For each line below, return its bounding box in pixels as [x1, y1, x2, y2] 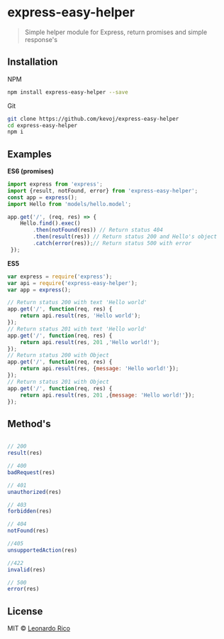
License [7, 605, 43, 617]
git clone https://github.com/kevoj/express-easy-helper [7, 115, 179, 122]
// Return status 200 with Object [7, 352, 110, 359]
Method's [7, 417, 51, 430]
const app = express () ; [7, 193, 78, 201]
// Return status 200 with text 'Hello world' [7, 299, 147, 306]
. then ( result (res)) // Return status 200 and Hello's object [33, 233, 218, 240]
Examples [7, 148, 52, 160]
